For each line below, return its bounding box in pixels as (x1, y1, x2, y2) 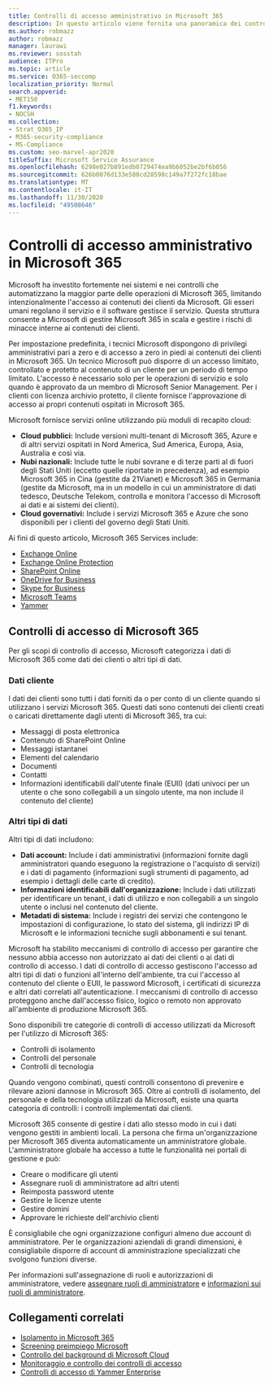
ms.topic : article (8, 65, 71, 73)
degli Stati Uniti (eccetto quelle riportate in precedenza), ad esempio (19, 465, 249, 476)
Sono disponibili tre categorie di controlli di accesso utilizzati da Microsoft (8, 1020, 256, 1030)
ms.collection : (8, 118, 60, 126)
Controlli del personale (19, 1052, 97, 1062)
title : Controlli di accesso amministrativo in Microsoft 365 (8, 11, 223, 20)
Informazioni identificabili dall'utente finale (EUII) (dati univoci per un (19, 778, 250, 788)
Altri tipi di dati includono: (8, 834, 94, 844)
